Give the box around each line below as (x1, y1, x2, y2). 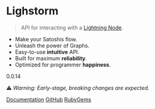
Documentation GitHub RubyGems (6, 96, 91, 103)
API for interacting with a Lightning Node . (20, 24, 124, 31)
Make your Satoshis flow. (14, 35, 77, 43)
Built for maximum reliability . (14, 54, 87, 62)
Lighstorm (6, 4, 59, 18)
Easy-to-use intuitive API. (14, 48, 80, 55)
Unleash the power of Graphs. (14, 42, 90, 49)
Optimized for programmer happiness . (14, 61, 111, 68)
